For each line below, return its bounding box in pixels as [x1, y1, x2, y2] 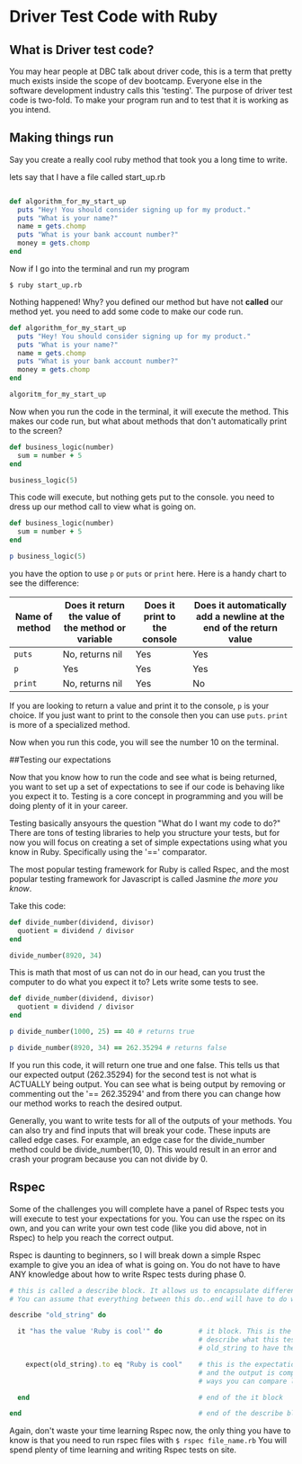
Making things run [9, 130, 114, 146]
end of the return [203, 621, 279, 633]
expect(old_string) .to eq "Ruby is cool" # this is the [25, 1360, 252, 1369]
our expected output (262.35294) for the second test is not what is [9, 1069, 257, 1080]
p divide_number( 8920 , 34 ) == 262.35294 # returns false [9, 1043, 227, 1052]
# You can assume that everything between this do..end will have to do [9, 1294, 288, 1304]
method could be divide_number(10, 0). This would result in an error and [9, 1144, 277, 1154]
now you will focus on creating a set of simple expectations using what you [9, 837, 288, 848]
